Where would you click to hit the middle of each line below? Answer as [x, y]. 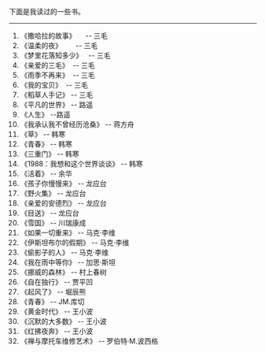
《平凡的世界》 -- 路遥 [57, 104]
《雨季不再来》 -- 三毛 [57, 75]
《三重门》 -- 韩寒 [50, 154]
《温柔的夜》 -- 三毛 [59, 45]
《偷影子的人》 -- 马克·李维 [64, 252]
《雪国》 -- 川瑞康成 [53, 223]
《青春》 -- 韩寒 [46, 144]
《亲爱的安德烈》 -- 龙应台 [63, 203]
